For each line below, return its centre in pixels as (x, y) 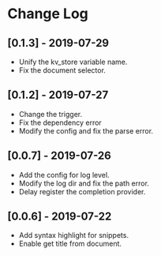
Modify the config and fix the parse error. (86, 130)
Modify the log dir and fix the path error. (84, 183)
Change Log (48, 14)
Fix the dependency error (60, 122)
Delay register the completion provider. (82, 191)
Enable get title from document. (70, 244)
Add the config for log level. (64, 175)
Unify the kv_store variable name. (73, 62)
